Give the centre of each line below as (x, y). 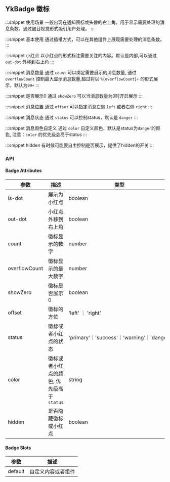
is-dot (15, 198)
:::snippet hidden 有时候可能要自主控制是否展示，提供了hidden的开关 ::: (80, 145)
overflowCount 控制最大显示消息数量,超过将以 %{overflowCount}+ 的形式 (79, 79)
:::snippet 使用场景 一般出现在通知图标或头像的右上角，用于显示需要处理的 (83, 22)
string (75, 379)
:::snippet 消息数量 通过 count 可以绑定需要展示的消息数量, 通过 (71, 72)
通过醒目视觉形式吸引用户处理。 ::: (59, 28)
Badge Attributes (24, 170)
